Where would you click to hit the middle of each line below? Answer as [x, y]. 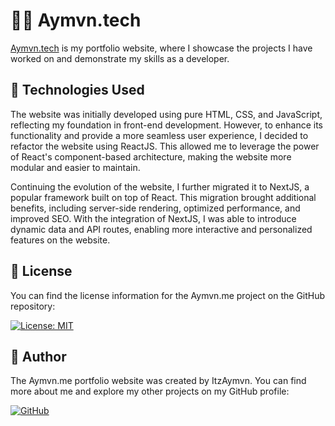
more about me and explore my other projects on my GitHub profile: [150, 391]
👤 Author [38, 356]
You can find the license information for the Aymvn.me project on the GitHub [168, 295]
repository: [33, 306]
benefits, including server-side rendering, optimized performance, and [155, 208]
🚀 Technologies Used [77, 90]
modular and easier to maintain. [75, 167]
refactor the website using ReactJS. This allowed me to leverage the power [165, 146]
